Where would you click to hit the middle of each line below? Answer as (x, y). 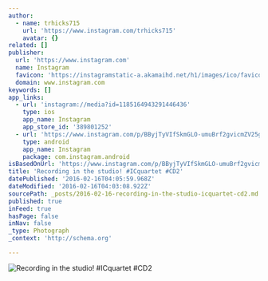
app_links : (26, 97)
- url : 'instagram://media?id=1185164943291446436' (103, 105)
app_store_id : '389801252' (67, 127)
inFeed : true (30, 208)
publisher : (26, 53)
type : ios (39, 113)
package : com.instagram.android (76, 156)
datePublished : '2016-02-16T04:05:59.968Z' (82, 179)
